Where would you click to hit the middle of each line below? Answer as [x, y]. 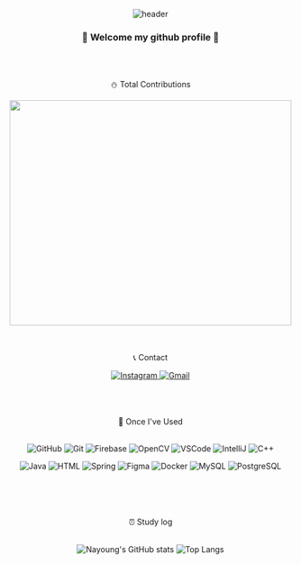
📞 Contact [150, 358]
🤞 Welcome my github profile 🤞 [150, 37]
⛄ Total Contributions [150, 85]
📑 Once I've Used [150, 422]
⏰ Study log [150, 522]
